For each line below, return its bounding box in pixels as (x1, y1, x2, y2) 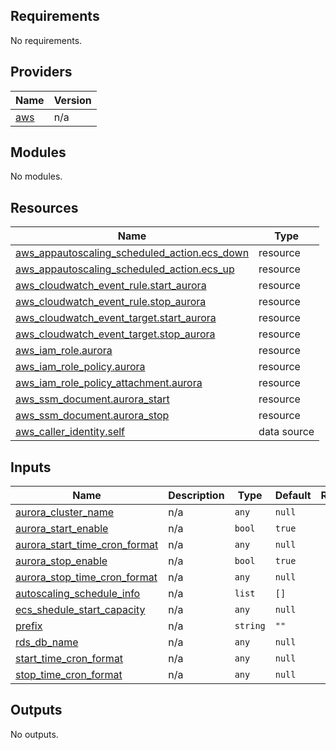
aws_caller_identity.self (15, 425, 126, 439)
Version (53, 93, 92, 107)
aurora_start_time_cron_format (15, 538, 159, 552)
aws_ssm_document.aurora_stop (15, 409, 170, 423)
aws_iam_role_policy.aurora (15, 360, 146, 374)
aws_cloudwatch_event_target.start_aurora (15, 311, 217, 325)
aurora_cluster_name (15, 505, 115, 519)
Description (168, 489, 225, 503)
